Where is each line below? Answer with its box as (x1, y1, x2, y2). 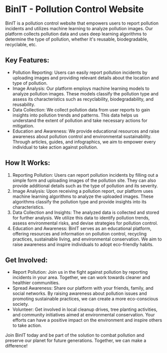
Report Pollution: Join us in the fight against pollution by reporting (12, 269, 148, 275)
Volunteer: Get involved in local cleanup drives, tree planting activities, (12, 306, 157, 312)
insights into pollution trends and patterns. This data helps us (12, 112, 138, 118)
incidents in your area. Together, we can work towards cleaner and (12, 275, 150, 281)
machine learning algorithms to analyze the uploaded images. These (12, 193, 154, 199)
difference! (5, 343, 28, 349)
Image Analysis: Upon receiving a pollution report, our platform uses (12, 188, 153, 194)
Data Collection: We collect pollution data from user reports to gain (12, 106, 150, 112)
